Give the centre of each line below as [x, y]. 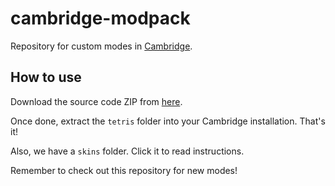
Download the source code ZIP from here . [96, 101]
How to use [46, 77]
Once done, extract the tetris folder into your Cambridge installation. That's [168, 121]
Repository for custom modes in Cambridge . [101, 46]
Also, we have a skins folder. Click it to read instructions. [127, 151]
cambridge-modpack [100, 18]
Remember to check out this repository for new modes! [124, 170]
